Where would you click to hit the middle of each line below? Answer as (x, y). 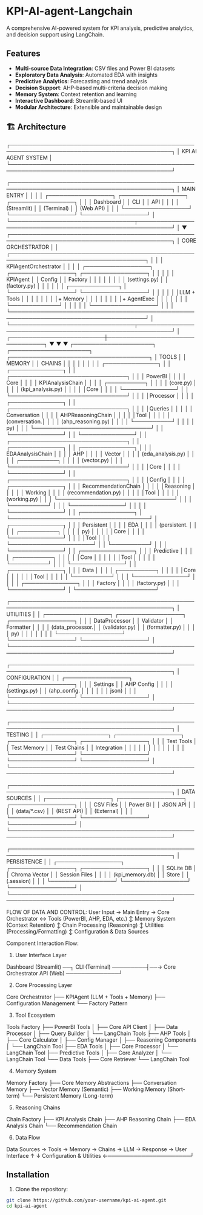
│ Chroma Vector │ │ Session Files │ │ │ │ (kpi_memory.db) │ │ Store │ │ (98, 874)
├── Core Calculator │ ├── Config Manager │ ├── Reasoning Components (101, 1040)
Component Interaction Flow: (42, 943)
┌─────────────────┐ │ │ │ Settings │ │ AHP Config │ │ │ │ (90, 684)
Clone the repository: (42, 1189)
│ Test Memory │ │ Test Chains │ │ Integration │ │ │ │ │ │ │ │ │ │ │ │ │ (96, 747)
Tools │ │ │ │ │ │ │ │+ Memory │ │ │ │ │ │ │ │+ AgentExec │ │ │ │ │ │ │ (97, 299)
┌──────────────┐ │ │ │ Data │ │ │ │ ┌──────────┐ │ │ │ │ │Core (101, 570)
